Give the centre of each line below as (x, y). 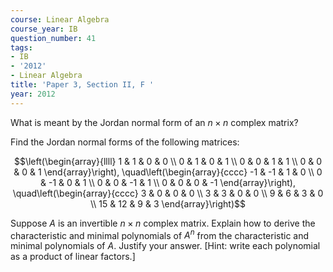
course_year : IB (44, 29)
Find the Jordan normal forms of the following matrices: (125, 142)
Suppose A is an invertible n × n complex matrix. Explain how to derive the (163, 223)
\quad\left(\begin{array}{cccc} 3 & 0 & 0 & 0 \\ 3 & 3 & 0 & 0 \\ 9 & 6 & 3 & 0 (168, 193)
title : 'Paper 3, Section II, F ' (82, 85)
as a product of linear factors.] (73, 257)
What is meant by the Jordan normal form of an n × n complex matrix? (154, 122)
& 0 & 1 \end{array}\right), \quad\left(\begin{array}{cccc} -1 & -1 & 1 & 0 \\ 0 (168, 172)
